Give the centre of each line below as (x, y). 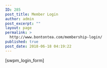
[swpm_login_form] (25, 60)
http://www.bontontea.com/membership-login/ (56, 37)
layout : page (18, 28)
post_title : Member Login (32, 14)
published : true (22, 42)
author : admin (20, 19)
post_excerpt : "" (23, 23)
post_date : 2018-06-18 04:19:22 (38, 46)
